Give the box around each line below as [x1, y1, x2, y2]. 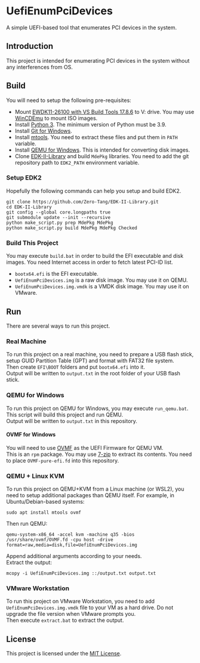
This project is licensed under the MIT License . [6, 650, 122, 657]
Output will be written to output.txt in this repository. [6, 417, 137, 424]
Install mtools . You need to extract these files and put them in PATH [14, 133, 178, 141]
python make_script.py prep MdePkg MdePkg [6, 220, 113, 226]
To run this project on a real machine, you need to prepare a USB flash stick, [6, 351, 194, 358]
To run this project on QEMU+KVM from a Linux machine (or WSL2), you [6, 485, 184, 493]
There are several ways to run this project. [6, 322, 110, 329]
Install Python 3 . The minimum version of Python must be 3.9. [14, 121, 167, 128]
